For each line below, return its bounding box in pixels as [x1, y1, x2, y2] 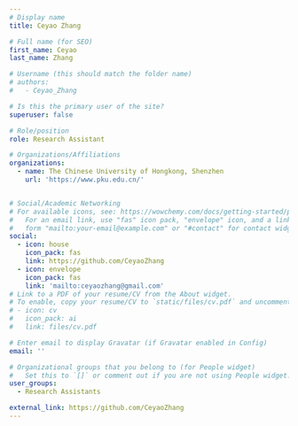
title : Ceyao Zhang [9, 21, 82, 30]
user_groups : [9, 379, 58, 388]
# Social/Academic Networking [9, 198, 122, 208]
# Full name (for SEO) [9, 37, 93, 46]
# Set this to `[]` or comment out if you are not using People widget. [9, 371, 292, 380]
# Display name [9, 12, 66, 22]
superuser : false [9, 110, 74, 120]
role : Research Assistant [9, 135, 105, 143]
